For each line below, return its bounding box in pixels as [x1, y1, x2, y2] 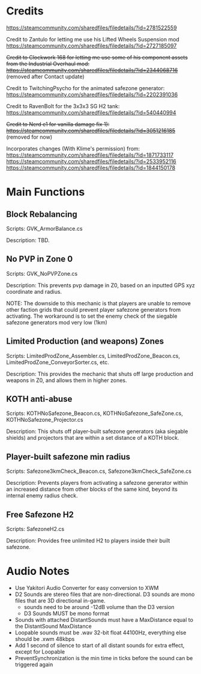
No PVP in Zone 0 [6, 254, 73, 264]
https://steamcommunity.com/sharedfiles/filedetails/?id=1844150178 [6, 164, 176, 171]
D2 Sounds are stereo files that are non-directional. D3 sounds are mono [14, 591, 195, 598]
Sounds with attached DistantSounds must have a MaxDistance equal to [14, 616, 194, 623]
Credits [6, 4, 44, 18]
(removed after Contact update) [6, 73, 85, 80]
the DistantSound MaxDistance [14, 622, 92, 630]
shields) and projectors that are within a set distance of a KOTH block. [6, 434, 179, 442]
